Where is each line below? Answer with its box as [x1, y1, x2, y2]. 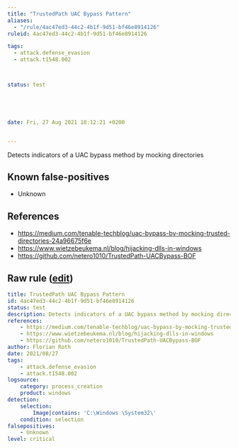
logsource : [7, 377, 40, 384]
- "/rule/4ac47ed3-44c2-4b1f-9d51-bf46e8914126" [13, 23, 160, 30]
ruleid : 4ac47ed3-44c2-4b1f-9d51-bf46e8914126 [7, 30, 147, 38]
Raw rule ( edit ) [7, 272, 74, 284]
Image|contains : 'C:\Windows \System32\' [33, 409, 157, 416]
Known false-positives [7, 171, 110, 183]
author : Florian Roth [7, 344, 72, 351]
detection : [7, 396, 40, 403]
